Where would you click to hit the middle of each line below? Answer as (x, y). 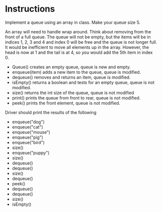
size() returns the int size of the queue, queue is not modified (73, 93)
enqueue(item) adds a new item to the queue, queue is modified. (76, 72)
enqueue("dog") (28, 122)
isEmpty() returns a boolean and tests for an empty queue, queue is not (83, 82)
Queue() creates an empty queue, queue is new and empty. (71, 67)
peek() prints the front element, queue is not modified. (66, 103)
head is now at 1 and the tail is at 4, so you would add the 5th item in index (79, 52)
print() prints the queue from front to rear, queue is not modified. (76, 98)
